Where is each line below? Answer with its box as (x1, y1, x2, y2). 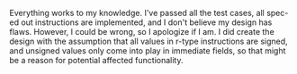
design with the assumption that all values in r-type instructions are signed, (9, 36, 288, 46)
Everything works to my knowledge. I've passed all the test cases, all (9, 8, 265, 18)
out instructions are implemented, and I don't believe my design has (21, 17, 273, 28)
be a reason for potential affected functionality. (9, 55, 184, 65)
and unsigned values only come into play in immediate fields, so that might (9, 45, 286, 56)
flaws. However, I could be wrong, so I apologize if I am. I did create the (9, 27, 274, 37)
